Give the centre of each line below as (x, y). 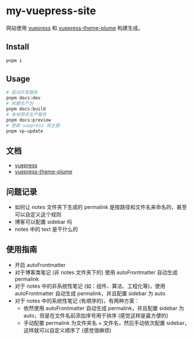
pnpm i (14, 60)
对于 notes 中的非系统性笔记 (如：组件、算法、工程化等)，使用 (90, 286)
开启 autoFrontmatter (40, 265)
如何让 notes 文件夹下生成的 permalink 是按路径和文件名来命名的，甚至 (101, 207)
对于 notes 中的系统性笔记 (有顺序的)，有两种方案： (77, 301)
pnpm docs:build (26, 109)
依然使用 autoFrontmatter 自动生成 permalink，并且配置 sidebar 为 (104, 308)
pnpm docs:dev (24, 98)
